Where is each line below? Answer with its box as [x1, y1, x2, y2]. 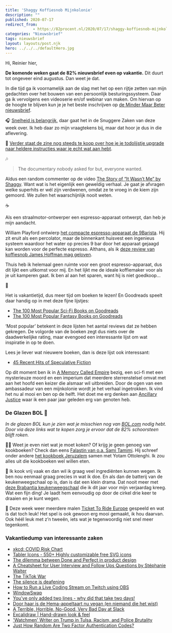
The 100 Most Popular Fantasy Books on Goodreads [12, 313, 123, 319]
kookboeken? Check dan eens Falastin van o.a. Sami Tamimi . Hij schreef [5, 447, 158, 453]
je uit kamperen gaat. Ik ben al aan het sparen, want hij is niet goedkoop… [5, 272, 161, 278]
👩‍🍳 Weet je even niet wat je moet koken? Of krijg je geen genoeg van [5, 442, 151, 448]
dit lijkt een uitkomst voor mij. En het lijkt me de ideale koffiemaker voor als [5, 266, 163, 273]
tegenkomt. [5, 522, 30, 528]
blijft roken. [5, 432, 29, 438]
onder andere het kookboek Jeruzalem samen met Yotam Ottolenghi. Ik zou [5, 452, 165, 458]
